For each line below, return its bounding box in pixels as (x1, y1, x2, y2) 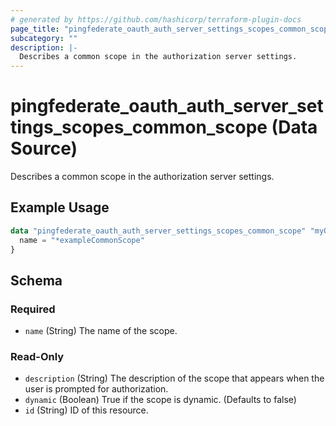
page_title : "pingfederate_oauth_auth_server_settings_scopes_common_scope (10, 24, 333, 34)
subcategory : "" (10, 33, 78, 43)
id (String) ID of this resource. (24, 404, 149, 416)
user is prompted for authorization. (24, 383, 169, 395)
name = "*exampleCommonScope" (19, 235, 145, 245)
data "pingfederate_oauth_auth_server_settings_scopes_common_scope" (10, 226, 307, 236)
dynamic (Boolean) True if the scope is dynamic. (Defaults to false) (24, 394, 297, 406)
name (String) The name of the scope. (24, 325, 178, 337)
